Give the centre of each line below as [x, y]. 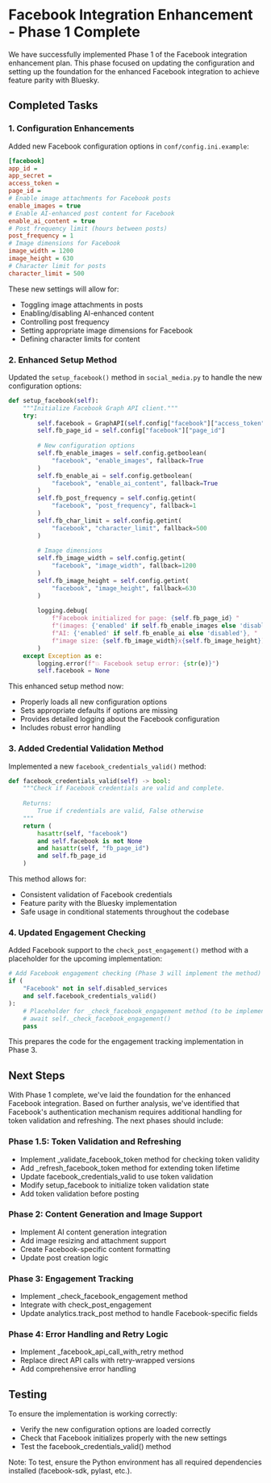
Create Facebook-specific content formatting [95, 1249]
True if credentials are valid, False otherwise [121, 811]
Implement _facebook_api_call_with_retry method [102, 1352]
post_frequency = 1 [41, 236]
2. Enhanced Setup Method [63, 359]
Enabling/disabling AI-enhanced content [87, 313]
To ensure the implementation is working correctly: [93, 1414]
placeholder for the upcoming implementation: [85, 959]
